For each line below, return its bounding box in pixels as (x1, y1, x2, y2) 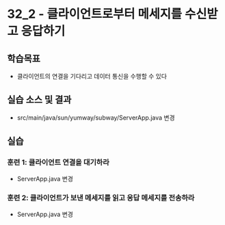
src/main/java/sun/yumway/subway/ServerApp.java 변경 (16, 114, 176, 122)
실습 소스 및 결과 (7, 94, 72, 106)
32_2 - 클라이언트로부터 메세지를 (7, 6, 183, 22)
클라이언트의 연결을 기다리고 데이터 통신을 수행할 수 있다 (16, 72, 168, 80)
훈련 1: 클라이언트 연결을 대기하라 (7, 158, 109, 168)
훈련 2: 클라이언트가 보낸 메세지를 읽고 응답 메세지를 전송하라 (7, 193, 195, 202)
